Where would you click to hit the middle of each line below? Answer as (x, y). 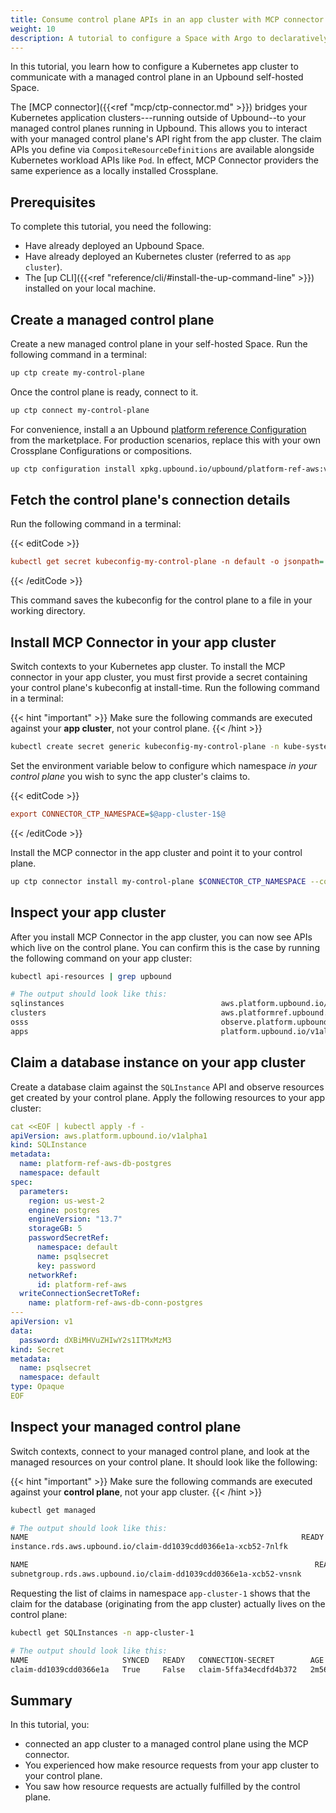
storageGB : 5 (55, 1229)
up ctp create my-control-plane (77, 373)
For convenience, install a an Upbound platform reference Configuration (158, 429)
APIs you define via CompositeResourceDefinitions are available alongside (162, 150)
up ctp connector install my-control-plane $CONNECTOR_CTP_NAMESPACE (158, 881)
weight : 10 (33, 29)
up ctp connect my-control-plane (80, 410)
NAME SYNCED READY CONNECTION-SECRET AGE (167, 1660)
